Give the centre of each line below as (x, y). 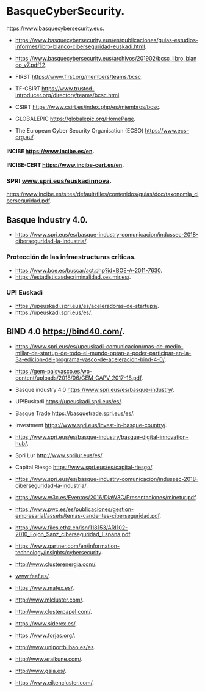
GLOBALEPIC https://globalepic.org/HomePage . (75, 119)
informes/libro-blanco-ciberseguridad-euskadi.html (80, 46)
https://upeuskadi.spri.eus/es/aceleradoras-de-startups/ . (87, 306)
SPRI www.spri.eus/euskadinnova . (59, 181)
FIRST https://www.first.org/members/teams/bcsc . (79, 76)
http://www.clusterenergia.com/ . (56, 564)
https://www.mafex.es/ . (45, 587)
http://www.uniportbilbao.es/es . (55, 647)
